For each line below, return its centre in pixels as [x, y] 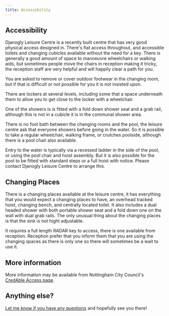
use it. [12, 247]
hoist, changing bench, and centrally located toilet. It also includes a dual [81, 205]
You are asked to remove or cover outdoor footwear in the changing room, [82, 79]
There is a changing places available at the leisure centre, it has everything [83, 194]
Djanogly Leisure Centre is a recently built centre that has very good [76, 42]
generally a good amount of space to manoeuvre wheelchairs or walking [80, 58]
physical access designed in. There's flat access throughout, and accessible [85, 48]
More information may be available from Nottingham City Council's [74, 275]
